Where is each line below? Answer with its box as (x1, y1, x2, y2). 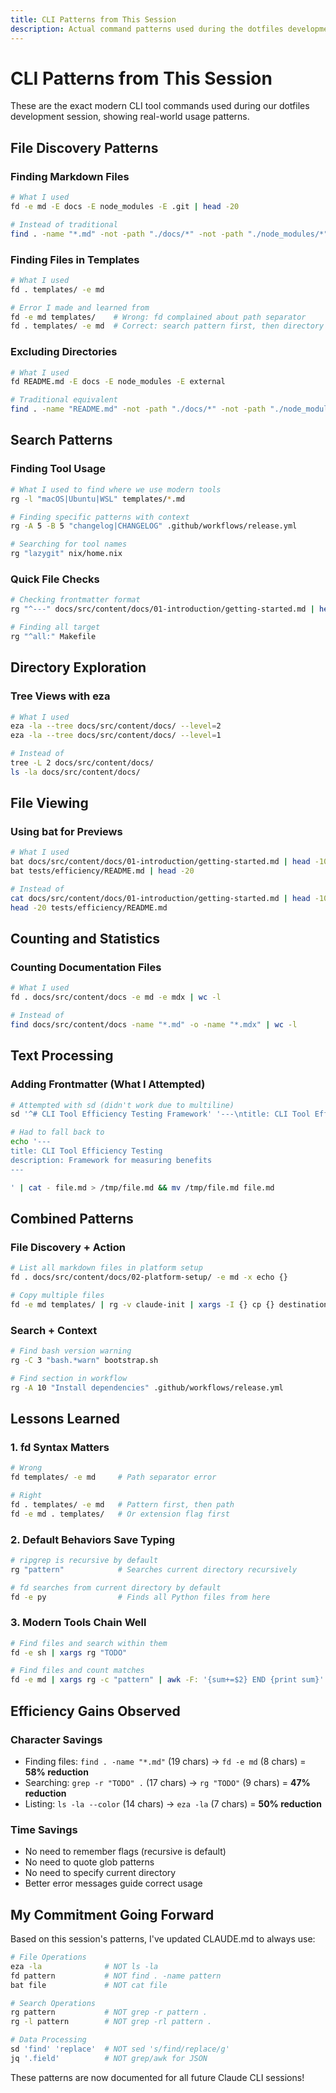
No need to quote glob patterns (24, 1856, 155, 1868)
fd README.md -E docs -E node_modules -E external (10, 377, 226, 387)
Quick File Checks (10, 572, 100, 586)
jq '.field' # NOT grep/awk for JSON (10, 2053, 208, 2063)
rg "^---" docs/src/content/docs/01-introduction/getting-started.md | (10, 604, 315, 615)
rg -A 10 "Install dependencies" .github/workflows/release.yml (10, 1382, 284, 1393)
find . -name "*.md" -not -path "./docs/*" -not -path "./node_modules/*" (10, 229, 329, 239)
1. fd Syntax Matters (10, 1440, 110, 1454)
